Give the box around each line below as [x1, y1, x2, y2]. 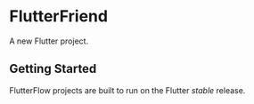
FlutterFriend [9, 6, 109, 27]
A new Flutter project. [9, 36, 89, 46]
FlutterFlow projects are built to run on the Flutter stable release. [9, 84, 246, 95]
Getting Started [9, 61, 97, 76]
